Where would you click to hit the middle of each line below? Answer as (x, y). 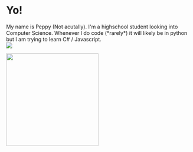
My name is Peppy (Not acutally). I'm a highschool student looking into (92, 27)
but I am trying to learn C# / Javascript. (54, 39)
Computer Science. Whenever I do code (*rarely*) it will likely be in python (97, 33)
